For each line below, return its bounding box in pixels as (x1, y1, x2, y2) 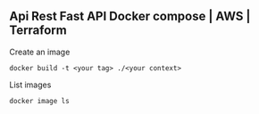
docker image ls (9, 96, 70, 105)
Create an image (9, 46, 71, 57)
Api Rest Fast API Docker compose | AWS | (9, 9, 251, 24)
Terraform (9, 23, 67, 38)
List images (9, 79, 52, 90)
